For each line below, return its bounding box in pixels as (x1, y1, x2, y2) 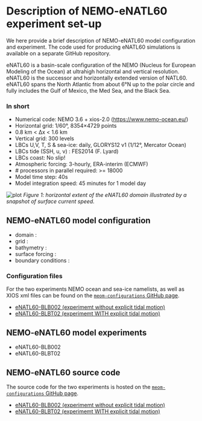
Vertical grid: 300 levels (14, 135, 74, 142)
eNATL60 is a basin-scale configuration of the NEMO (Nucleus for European (6, 61, 196, 69)
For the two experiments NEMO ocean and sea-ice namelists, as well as (6, 285, 185, 293)
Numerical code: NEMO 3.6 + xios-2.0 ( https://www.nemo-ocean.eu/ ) (14, 116, 189, 123)
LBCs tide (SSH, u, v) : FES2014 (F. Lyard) (14, 148, 119, 155)
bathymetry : (14, 244, 47, 251)
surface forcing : (14, 251, 57, 258)
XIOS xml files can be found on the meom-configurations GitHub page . (6, 292, 180, 299)
